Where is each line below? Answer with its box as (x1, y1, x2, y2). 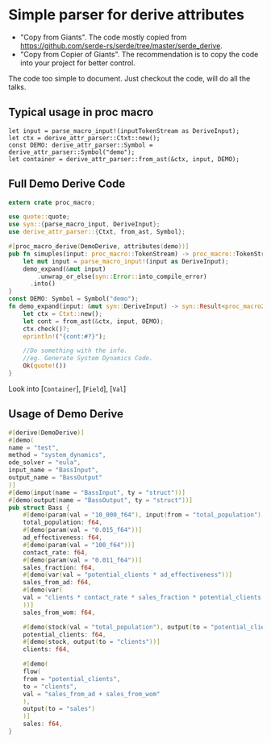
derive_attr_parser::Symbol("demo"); (8, 147, 135, 156)
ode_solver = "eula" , (8, 459, 81, 467)
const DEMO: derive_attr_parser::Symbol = (8, 141, 153, 149)
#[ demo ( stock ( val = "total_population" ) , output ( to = (23, 623, 207, 631)
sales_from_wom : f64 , (23, 608, 95, 616)
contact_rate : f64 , (23, 548, 89, 557)
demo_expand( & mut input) (23, 264, 106, 273)
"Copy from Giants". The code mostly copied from (19, 32, 187, 42)
